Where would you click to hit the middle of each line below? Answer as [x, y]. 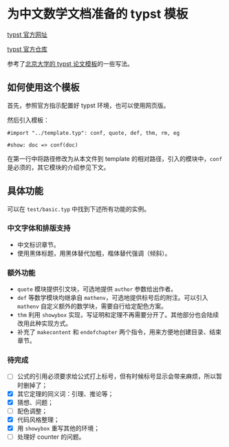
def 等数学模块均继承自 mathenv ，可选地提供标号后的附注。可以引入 [112, 298]
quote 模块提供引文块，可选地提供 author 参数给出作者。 [97, 289]
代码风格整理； [38, 419]
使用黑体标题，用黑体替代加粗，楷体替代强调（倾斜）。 [94, 253]
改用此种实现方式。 [44, 323]
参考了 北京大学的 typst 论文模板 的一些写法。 [70, 63]
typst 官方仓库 [28, 49]
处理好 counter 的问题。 [51, 437]
